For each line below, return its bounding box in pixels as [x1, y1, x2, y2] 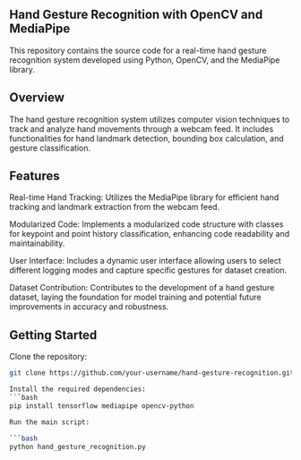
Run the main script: [9, 417, 90, 427]
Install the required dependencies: [9, 385, 146, 394]
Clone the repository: [9, 352, 88, 362]
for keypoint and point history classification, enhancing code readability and [9, 229, 290, 239]
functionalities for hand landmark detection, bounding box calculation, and [9, 133, 284, 143]
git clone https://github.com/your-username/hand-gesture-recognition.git [9, 369, 295, 378]
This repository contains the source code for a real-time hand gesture [9, 45, 267, 56]
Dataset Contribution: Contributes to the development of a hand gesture [9, 282, 275, 293]
